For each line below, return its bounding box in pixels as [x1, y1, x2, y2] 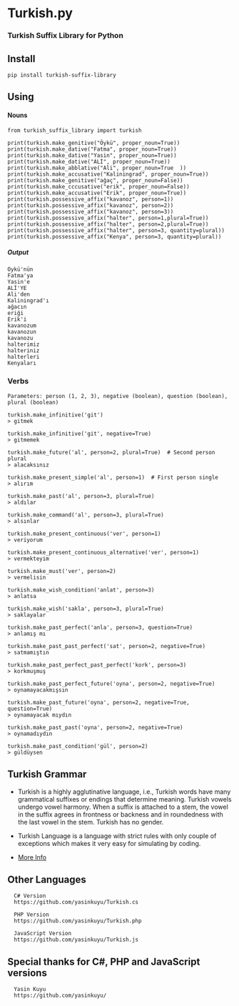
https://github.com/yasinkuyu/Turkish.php [14, 917, 142, 925]
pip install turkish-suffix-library [7, 71, 116, 79]
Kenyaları [7, 359, 37, 367]
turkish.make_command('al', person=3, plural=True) [7, 511, 164, 519]
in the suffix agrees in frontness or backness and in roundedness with [17, 810, 223, 819]
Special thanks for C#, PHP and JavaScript [7, 955, 200, 967]
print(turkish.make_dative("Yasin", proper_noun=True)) [7, 151, 177, 159]
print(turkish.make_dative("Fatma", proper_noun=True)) [7, 145, 177, 153]
